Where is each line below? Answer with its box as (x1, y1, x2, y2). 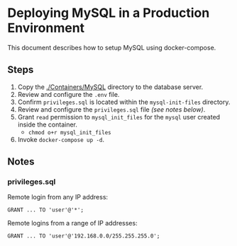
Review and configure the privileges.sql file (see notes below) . (17, 105, 206, 114)
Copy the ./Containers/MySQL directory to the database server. (17, 83, 204, 91)
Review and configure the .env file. (17, 90, 120, 98)
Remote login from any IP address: (7, 193, 109, 201)
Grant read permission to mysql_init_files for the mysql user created (17, 112, 221, 121)
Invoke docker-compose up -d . (17, 135, 105, 143)
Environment (7, 20, 85, 36)
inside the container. (17, 120, 78, 129)
